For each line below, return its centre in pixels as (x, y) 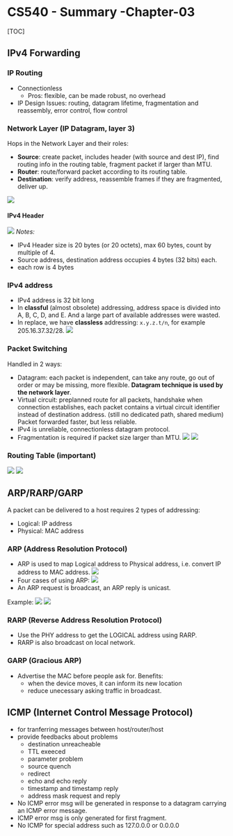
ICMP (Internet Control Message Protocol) (100, 713)
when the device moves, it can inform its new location (105, 683)
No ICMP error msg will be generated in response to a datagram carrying (122, 803)
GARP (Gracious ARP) (45, 661)
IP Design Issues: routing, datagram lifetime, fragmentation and (108, 103)
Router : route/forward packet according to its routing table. (102, 172)
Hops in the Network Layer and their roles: (68, 143)
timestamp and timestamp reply (73, 788)
